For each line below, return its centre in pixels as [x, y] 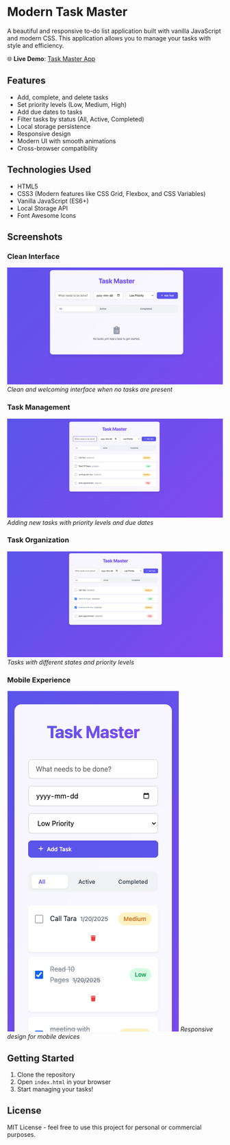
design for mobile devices [43, 1037]
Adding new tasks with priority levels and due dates [80, 522]
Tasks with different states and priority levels [71, 662]
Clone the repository [46, 1075]
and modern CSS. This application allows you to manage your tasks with [109, 38]
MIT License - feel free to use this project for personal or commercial [104, 1127]
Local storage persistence [54, 126]
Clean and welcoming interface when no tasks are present [90, 390]
